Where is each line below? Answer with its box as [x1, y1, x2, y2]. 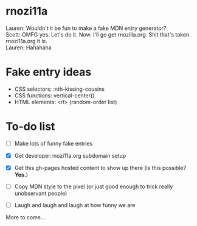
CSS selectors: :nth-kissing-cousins [14, 85, 105, 93]
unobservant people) [14, 190, 67, 197]
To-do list [5, 120, 55, 133]
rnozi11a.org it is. [5, 37, 48, 44]
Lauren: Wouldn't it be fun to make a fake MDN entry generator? [5, 24, 167, 32]
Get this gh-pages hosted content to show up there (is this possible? [14, 164, 187, 171]
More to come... [5, 214, 46, 221]
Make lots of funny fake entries [14, 139, 93, 147]
